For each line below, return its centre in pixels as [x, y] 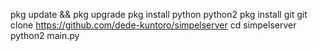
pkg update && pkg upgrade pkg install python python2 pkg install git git [159, 14]
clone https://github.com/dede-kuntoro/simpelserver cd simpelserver [153, 25]
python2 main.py [45, 35]
